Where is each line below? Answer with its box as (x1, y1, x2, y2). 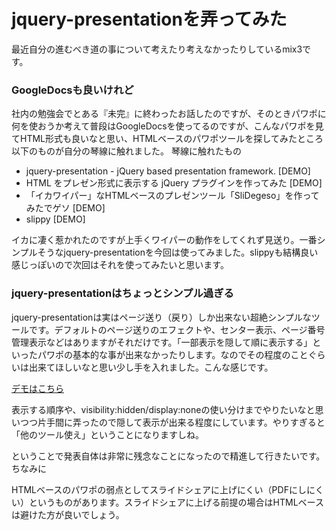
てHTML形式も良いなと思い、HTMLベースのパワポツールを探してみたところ (11, 133, 324, 145)
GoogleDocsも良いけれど (11, 83, 134, 97)
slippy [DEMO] (25, 213, 86, 225)
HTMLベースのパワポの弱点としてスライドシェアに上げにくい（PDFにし (11, 483, 307, 495)
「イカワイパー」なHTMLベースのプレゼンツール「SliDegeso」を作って (25, 190, 320, 202)
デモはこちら (11, 382, 64, 394)
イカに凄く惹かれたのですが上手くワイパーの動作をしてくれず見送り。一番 (11, 234, 318, 246)
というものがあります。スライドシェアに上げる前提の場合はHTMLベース (28, 496, 324, 508)
